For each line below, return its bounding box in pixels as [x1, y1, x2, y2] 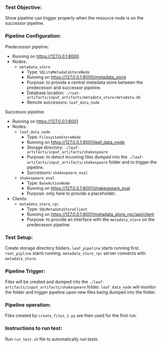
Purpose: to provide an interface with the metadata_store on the [26, 216, 155, 222]
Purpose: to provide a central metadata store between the [26, 79, 143, 85]
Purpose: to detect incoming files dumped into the [26, 154, 128, 160]
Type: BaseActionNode [26, 180, 70, 186]
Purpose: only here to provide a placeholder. [26, 190, 116, 196]
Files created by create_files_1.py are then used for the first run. [5, 313, 138, 319]
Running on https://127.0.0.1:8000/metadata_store [26, 74, 126, 80]
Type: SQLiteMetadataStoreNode [26, 69, 90, 75]
